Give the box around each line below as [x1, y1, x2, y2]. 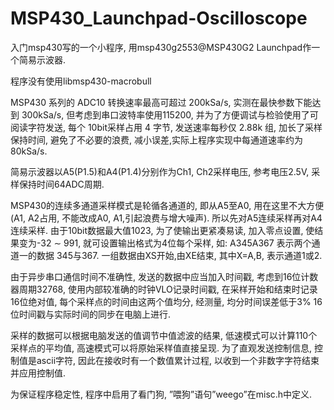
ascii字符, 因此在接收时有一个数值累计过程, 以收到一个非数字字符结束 [36, 354, 320, 366]
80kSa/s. [10, 145, 48, 157]
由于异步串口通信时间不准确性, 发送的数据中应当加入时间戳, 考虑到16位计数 [10, 270, 319, 282]
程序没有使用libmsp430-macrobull [10, 75, 152, 87]
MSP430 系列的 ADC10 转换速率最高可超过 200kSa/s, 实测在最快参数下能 [10, 96, 313, 108]
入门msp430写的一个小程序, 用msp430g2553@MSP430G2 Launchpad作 [10, 41, 312, 53]
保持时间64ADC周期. [18, 178, 105, 190]
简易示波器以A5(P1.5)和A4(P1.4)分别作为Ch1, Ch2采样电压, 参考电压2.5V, [10, 165, 310, 177]
